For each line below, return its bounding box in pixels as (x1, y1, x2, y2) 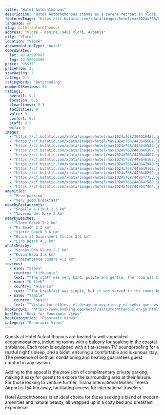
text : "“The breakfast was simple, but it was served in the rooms (14, 289, 154, 293)
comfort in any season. (5, 360, 51, 365)
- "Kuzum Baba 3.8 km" (9, 252, 56, 257)
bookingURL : (5, 307, 29, 311)
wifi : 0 (9, 125, 25, 130)
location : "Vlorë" (5, 39, 42, 44)
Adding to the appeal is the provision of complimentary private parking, (5, 369, 148, 375)
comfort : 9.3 (9, 116, 36, 121)
